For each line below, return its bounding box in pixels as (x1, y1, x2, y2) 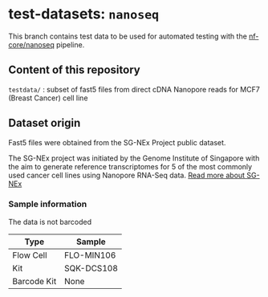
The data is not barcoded (8, 217, 92, 226)
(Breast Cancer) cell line (8, 93, 88, 103)
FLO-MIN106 (63, 250, 116, 261)
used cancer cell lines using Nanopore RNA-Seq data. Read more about (8, 170, 246, 180)
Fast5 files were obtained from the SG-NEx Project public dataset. (8, 137, 226, 147)
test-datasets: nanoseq (8, 5, 160, 23)
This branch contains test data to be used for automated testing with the (8, 31, 247, 41)
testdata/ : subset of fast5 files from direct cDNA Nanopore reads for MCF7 (8, 84, 261, 94)
